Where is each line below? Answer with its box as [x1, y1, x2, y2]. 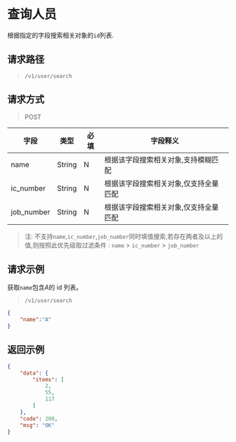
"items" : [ [32, 376, 65, 383]
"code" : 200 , [20, 415, 58, 422]
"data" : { [20, 370, 49, 377]
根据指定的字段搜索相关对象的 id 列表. [7, 31, 114, 39]
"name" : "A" [20, 316, 52, 323]
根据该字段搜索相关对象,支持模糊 [104, 155, 212, 164]
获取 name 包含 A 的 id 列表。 [7, 283, 83, 292]
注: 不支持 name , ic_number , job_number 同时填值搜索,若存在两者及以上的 [24, 232, 223, 240]
